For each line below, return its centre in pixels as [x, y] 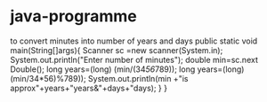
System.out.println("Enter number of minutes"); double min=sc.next [134, 59]
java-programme [73, 16]
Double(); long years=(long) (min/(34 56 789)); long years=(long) [127, 69]
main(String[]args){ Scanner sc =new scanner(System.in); [117, 50]
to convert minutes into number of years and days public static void [134, 41]
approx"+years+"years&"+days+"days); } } [89, 88]
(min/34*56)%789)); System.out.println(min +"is [99, 78]
